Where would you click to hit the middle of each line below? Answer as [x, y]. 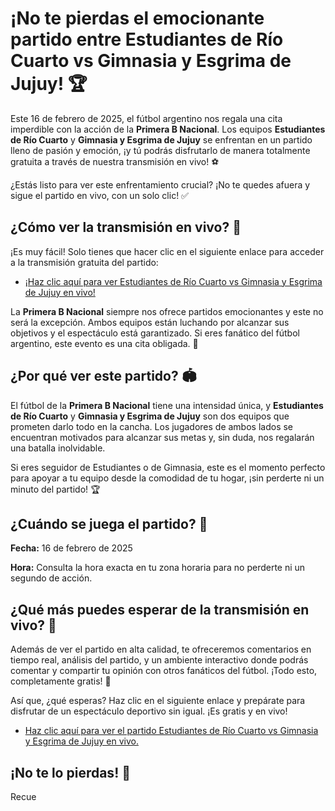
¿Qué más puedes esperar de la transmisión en [160, 609]
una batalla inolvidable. [58, 448]
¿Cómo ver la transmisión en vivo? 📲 [126, 227]
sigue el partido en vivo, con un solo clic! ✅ [99, 195]
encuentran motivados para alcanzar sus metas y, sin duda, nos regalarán [162, 437]
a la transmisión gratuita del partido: [84, 262]
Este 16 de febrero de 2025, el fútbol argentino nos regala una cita [146, 118]
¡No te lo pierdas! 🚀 [70, 772]
